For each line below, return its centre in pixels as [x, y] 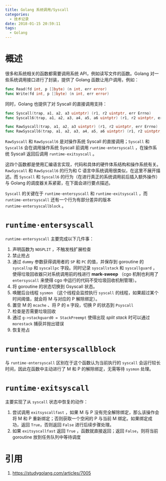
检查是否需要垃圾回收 [34, 311]
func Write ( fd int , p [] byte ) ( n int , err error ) [57, 94]
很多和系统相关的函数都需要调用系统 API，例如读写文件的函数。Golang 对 [80, 73]
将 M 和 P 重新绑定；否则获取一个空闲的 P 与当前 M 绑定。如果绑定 [80, 419]
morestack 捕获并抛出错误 [38, 324]
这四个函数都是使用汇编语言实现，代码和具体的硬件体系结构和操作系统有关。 [83, 165]
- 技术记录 [19, 19]
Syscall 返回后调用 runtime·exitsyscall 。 [54, 154]
